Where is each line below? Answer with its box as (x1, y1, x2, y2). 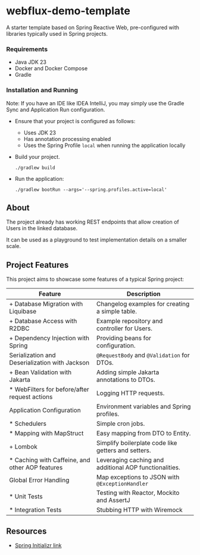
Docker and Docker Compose (14, 65, 88, 72)
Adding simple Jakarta (96, 368, 160, 377)
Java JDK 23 (14, 58, 46, 66)
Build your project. (14, 153, 61, 160)
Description (127, 290, 161, 298)
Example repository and (96, 317, 163, 325)
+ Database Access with (9, 317, 77, 325)
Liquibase (9, 308, 37, 316)
